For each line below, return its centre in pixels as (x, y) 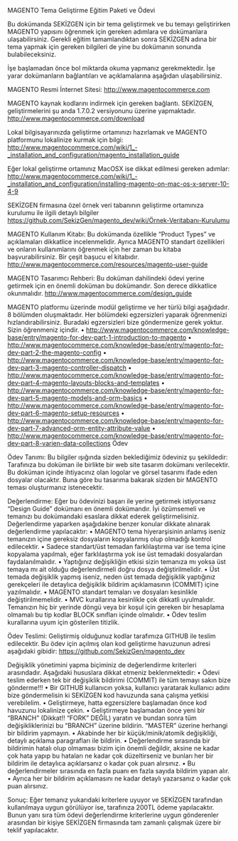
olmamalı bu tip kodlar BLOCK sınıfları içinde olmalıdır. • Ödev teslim (107, 615)
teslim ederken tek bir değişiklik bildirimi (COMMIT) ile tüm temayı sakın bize (119, 680)
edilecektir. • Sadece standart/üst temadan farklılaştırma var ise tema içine (117, 547)
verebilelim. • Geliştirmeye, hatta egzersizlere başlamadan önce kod (107, 703)
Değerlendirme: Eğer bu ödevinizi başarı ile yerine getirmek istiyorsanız (112, 501)
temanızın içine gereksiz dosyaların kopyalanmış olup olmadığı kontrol (109, 539)
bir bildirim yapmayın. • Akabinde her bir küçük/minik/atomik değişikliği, (113, 733)
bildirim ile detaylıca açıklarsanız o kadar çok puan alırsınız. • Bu (101, 763)
